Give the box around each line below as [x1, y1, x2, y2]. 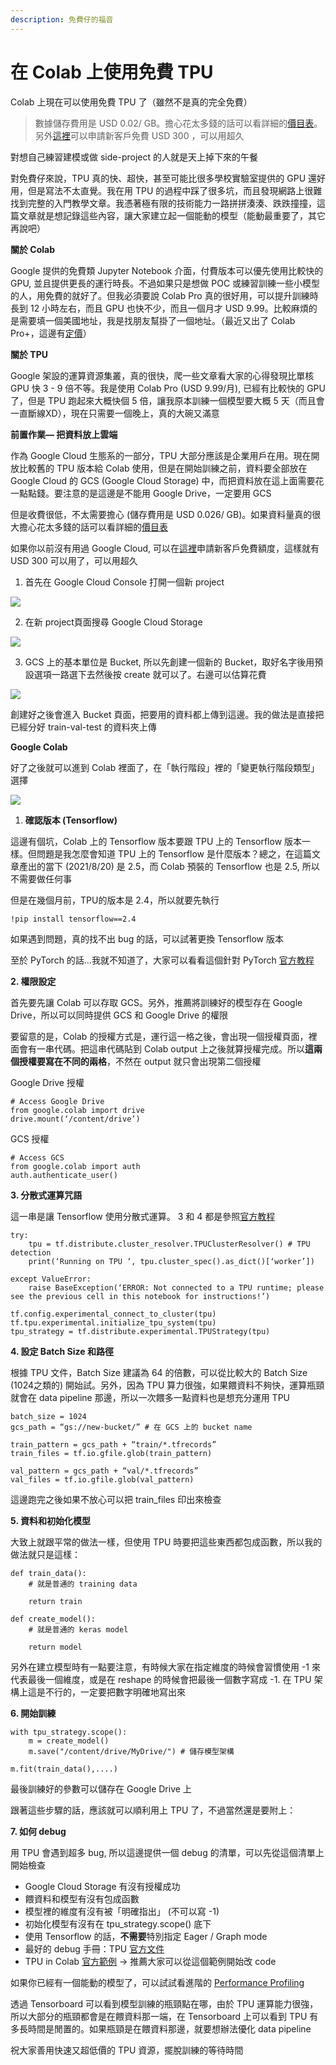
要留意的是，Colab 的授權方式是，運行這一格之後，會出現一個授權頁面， [10, 1030, 309, 1042]
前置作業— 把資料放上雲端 [10, 428, 118, 440]
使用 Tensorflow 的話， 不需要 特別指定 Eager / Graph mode [24, 1930, 268, 1942]
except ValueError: [10, 1274, 92, 1284]
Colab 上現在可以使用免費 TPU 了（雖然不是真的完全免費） [10, 96, 253, 108]
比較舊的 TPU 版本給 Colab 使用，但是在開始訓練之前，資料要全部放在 [18, 462, 308, 474]
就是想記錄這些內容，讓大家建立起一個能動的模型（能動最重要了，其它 [36, 209, 326, 221]
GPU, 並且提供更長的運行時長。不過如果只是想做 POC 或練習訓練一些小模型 [10, 277, 321, 289]
